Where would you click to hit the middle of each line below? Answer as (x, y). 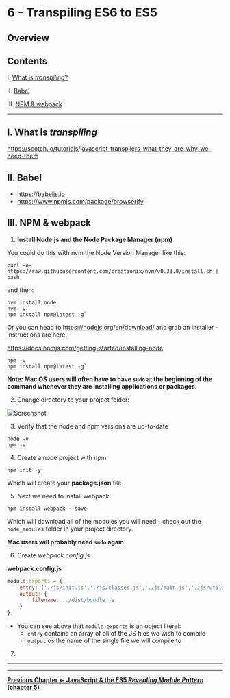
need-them (23, 156)
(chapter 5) (23, 688)
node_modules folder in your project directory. (70, 529)
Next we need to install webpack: (64, 496)
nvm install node (32, 302)
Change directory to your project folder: (73, 400)
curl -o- (20, 265)
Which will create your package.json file (64, 483)
